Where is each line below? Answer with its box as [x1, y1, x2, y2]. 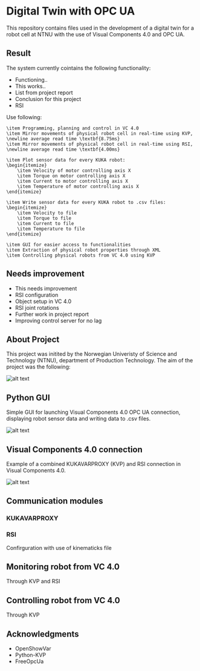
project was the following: [6, 363, 71, 370]
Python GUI [6, 392, 50, 403]
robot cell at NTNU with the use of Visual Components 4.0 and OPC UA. [6, 30, 185, 38]
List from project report [15, 89, 74, 96]
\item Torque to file [17, 215, 71, 221]
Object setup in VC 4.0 [15, 298, 72, 305]
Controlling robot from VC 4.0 [6, 595, 120, 606]
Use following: [6, 113, 42, 120]
